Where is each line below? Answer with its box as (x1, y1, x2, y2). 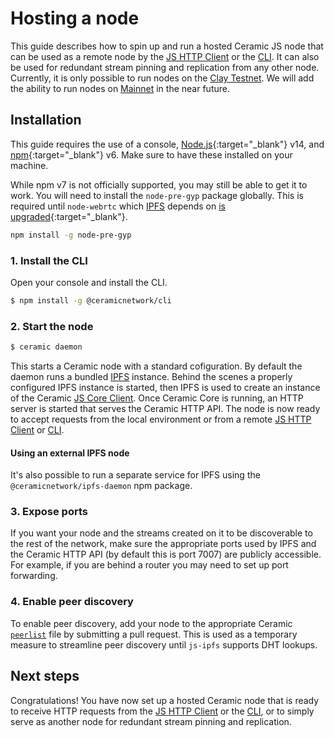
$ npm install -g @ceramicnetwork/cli (10, 295, 172, 306)
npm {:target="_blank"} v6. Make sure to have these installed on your (10, 148, 293, 161)
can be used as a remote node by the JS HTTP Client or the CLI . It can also (10, 50, 320, 62)
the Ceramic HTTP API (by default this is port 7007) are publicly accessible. (10, 548, 322, 561)
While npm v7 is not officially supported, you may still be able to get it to (10, 178, 308, 191)
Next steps (10, 668, 80, 685)
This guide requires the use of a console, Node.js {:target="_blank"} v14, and (10, 138, 325, 150)
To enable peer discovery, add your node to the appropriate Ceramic (10, 617, 293, 629)
